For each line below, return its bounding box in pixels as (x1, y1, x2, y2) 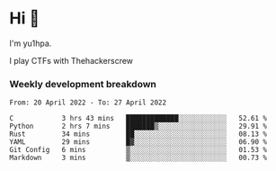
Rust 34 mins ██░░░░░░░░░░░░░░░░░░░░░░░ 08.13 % (9, 130, 268, 139)
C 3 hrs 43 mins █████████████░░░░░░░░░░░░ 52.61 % (9, 114, 268, 123)
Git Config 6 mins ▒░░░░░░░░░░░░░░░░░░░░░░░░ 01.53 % (9, 146, 268, 155)
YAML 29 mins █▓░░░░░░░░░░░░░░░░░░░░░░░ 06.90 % (9, 138, 268, 147)
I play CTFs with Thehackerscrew (9, 55, 133, 66)
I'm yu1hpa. (9, 38, 52, 49)
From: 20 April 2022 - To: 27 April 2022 (9, 98, 167, 107)
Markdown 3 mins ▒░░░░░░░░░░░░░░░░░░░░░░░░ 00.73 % (9, 153, 268, 163)
